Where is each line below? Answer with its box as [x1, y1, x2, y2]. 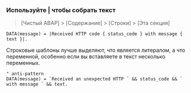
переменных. [6, 60, 41, 67]
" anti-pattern [6, 71, 44, 77]
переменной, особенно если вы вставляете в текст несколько [6, 53, 166, 60]
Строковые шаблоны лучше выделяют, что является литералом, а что [6, 46, 186, 54]
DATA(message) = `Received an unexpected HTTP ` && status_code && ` [6, 76, 183, 82]
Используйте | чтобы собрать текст [6, 6, 116, 14]
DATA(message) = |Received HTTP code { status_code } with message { [6, 31, 183, 37]
